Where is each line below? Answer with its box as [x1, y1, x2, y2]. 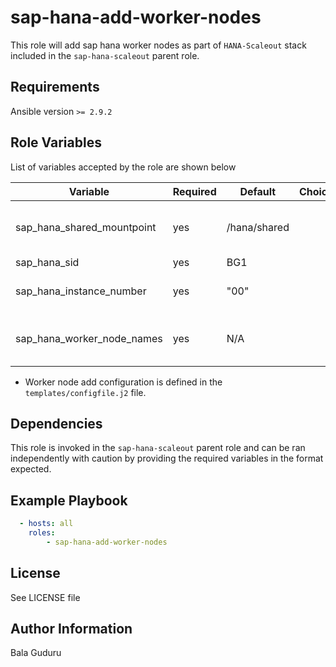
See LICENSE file [10, 591, 81, 603]
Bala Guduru [10, 647, 62, 659]
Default [239, 184, 277, 198]
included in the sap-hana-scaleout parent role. [10, 49, 200, 61]
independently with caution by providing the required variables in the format [10, 452, 324, 465]
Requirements [10, 79, 100, 96]
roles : [28, 528, 56, 538]
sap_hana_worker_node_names [15, 331, 163, 345]
